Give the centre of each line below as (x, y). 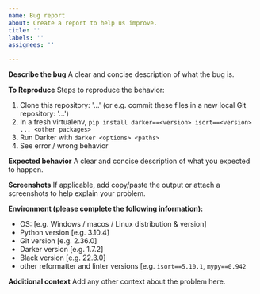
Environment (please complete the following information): (106, 209)
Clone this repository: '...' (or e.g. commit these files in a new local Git (133, 105)
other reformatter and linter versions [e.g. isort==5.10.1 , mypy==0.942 (133, 266)
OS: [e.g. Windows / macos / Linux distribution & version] (113, 224)
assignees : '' (32, 45)
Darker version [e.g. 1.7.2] (61, 250)
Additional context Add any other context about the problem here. (117, 281)
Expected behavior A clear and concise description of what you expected (129, 161)
